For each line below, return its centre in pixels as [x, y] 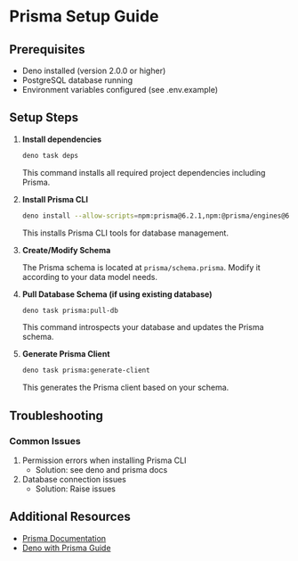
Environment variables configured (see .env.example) [120, 90]
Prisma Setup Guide [84, 16]
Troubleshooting [56, 415]
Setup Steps [44, 118]
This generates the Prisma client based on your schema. [125, 388]
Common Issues [45, 441]
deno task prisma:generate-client [86, 371]
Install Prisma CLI [55, 199]
